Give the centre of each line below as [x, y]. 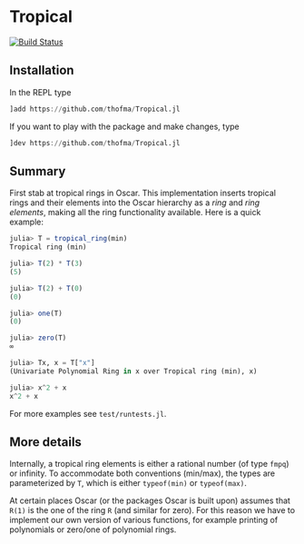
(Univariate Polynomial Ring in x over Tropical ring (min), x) [133, 371]
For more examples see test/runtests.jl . [88, 413]
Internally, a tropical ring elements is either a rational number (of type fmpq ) [149, 464]
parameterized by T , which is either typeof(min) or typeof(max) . [128, 483]
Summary [38, 171]
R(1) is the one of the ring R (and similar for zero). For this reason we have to [152, 510]
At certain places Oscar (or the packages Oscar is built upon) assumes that [150, 500]
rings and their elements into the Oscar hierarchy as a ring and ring [135, 203]
